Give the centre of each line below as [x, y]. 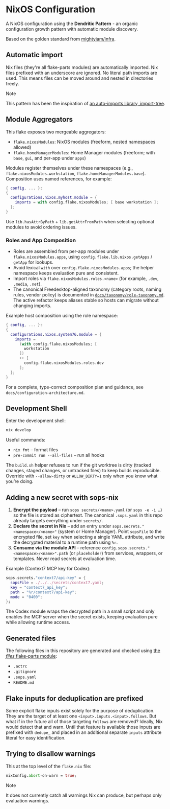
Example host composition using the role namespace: [62, 316]
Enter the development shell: [36, 421]
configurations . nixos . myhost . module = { [54, 198]
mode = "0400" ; [26, 597]
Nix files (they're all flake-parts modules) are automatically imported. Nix [82, 67]
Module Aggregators [39, 119]
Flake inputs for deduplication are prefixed [75, 698]
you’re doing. [20, 481]
